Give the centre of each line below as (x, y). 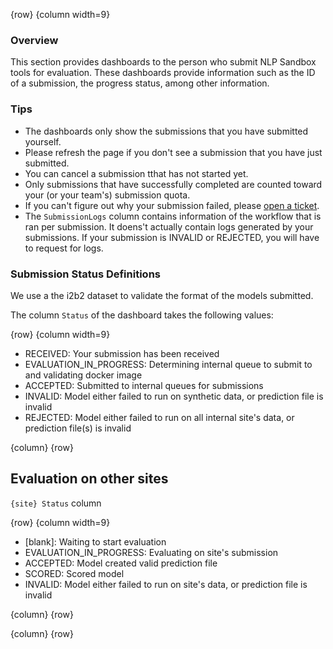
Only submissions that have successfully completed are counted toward (173, 184)
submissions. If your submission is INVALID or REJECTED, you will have (172, 237)
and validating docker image (83, 375)
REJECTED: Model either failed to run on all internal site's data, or (159, 417)
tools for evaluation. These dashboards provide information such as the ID (163, 73)
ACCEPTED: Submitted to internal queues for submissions (144, 385)
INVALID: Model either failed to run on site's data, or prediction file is (166, 584)
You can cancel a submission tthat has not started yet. (136, 173)
